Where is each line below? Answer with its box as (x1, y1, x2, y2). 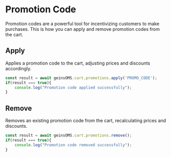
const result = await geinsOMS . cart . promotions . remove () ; (5, 133, 132, 138)
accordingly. (5, 65, 32, 71)
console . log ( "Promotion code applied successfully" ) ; (14, 85, 132, 90)
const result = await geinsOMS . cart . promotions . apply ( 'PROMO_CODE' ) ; (5, 75, 158, 81)
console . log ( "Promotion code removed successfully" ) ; (14, 142, 132, 147)
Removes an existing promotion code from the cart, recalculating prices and (5, 117, 166, 124)
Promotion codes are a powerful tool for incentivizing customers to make (5, 21, 160, 27)
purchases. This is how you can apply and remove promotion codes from (5, 26, 160, 32)
